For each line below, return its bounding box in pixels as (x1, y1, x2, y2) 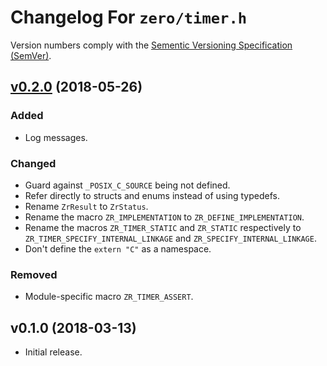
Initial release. (24, 346, 83, 358)
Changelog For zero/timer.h (10, 6, 248, 29)
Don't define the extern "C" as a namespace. (24, 242, 212, 255)
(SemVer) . (10, 49, 52, 61)
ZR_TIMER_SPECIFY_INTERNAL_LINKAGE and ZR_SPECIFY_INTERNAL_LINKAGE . (24, 232, 317, 244)
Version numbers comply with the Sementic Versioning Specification (10, 39, 293, 51)
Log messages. (24, 131, 88, 143)
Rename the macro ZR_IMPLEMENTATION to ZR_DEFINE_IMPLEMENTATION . (24, 211, 305, 223)
